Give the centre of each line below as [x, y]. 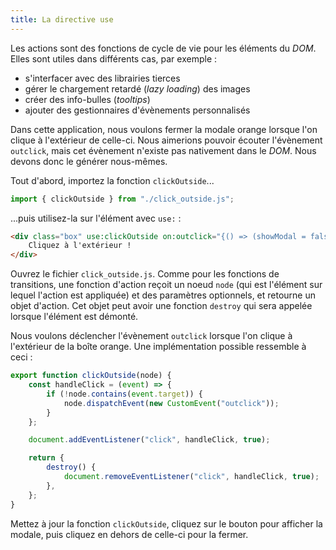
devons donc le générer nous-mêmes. [89, 161]
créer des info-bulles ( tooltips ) [87, 99]
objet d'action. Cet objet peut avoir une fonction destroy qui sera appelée [161, 306]
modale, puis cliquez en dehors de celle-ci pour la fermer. [129, 534]
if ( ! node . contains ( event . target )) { [124, 394]
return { [46, 458]
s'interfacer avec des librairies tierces [102, 78]
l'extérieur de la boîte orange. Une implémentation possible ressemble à [158, 347]
